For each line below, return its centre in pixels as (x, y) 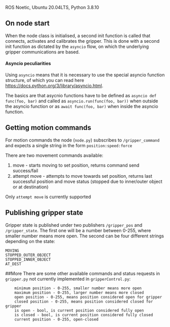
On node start (27, 23)
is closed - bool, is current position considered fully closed (84, 315)
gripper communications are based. (43, 52)
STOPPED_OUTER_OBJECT (28, 255)
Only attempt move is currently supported (48, 197)
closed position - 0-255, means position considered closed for (84, 302)
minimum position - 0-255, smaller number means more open (78, 288)
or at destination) (30, 187)
